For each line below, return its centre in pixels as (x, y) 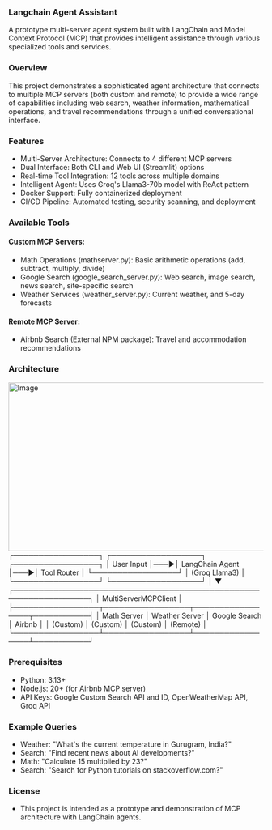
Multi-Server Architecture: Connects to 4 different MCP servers (126, 158)
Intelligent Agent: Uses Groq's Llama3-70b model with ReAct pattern (134, 184)
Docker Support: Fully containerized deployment (101, 193)
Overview (28, 68)
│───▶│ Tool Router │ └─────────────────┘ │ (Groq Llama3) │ (127, 572)
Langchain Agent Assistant (63, 12)
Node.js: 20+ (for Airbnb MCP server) (83, 688)
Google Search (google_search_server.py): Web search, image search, (138, 277)
